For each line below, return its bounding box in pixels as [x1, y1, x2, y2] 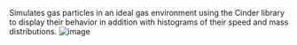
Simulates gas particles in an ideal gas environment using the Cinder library [9, 8, 285, 18]
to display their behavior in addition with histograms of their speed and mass [9, 17, 289, 27]
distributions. [9, 26, 58, 36]
